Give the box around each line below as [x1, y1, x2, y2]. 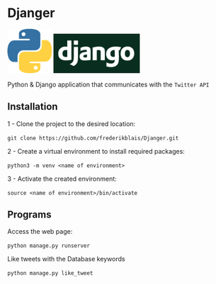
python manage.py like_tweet [7, 270, 93, 277]
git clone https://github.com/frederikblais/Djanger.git [7, 135, 179, 142]
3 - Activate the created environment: [7, 174, 117, 183]
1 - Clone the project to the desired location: [7, 119, 136, 128]
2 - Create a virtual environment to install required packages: [7, 147, 186, 155]
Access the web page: [7, 227, 73, 236]
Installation [7, 101, 58, 113]
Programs [7, 208, 52, 220]
